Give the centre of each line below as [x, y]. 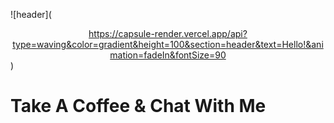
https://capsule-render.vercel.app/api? [168, 33]
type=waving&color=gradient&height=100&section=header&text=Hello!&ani [168, 44]
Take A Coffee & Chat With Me [138, 106]
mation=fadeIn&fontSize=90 [168, 55]
